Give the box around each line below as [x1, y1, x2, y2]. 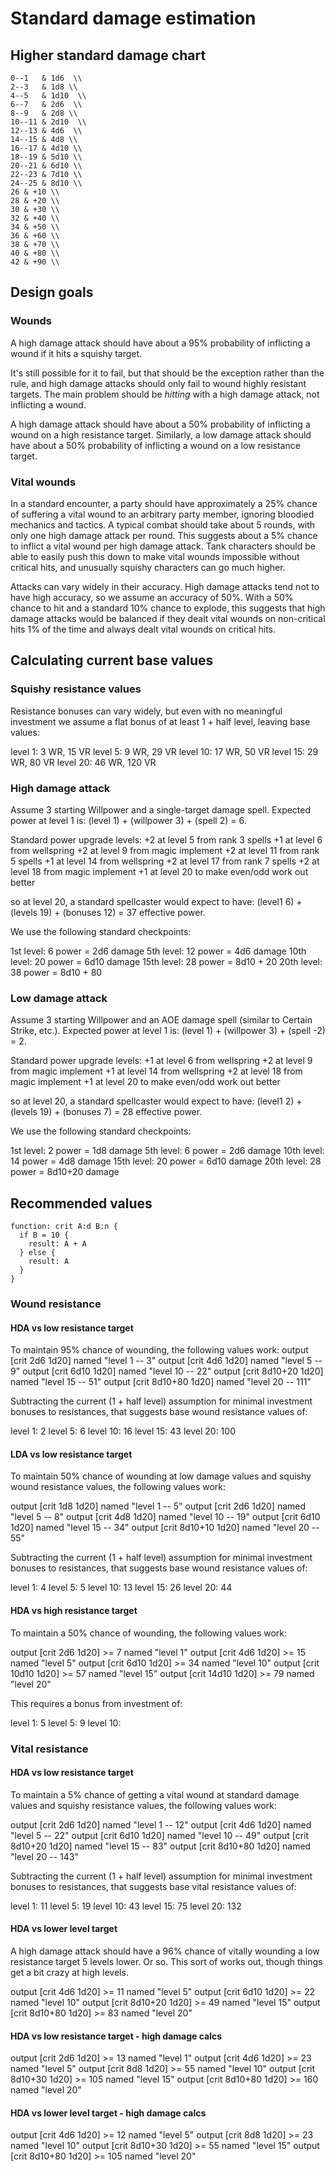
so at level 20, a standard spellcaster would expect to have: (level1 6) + [10, 895, 303, 907]
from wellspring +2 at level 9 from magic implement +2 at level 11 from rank [10, 844, 320, 856]
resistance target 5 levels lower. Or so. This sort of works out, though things [10, 1955, 323, 1967]
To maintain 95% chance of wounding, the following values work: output [10, 1344, 309, 1356]
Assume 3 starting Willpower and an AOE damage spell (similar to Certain [10, 1014, 313, 1026]
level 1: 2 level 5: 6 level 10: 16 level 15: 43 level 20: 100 [10, 1425, 236, 1437]
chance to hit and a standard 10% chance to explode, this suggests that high [10, 602, 326, 614]
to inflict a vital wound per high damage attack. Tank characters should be [10, 540, 316, 552]
